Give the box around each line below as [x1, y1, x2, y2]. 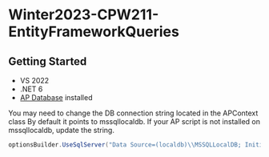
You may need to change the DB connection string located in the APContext [8, 108, 259, 118]
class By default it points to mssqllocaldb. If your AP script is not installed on [8, 117, 261, 126]
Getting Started [8, 54, 87, 68]
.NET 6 [19, 84, 43, 94]
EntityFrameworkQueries [8, 22, 180, 41]
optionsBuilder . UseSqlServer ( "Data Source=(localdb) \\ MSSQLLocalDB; [8, 141, 242, 149]
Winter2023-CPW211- [8, 6, 159, 24]
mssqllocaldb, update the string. [8, 126, 114, 135]
